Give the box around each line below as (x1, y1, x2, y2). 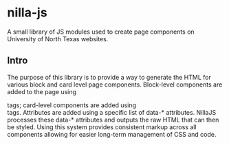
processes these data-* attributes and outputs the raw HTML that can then (7, 115, 219, 124)
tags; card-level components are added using (7, 101, 136, 109)
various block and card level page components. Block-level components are (7, 80, 223, 89)
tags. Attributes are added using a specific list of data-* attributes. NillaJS (7, 108, 217, 116)
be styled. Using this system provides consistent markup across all (7, 122, 197, 131)
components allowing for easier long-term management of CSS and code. (7, 130, 217, 138)
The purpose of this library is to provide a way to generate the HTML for (7, 73, 211, 81)
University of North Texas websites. (7, 34, 109, 43)
